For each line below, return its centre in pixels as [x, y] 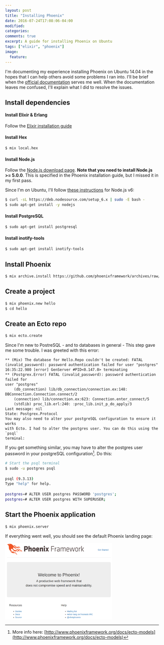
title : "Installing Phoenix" [35, 15]
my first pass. [19, 181]
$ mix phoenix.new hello [30, 303]
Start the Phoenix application [50, 515]
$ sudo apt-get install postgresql [41, 227]
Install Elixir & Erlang [26, 115]
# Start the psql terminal [32, 463]
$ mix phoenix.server [27, 527]
